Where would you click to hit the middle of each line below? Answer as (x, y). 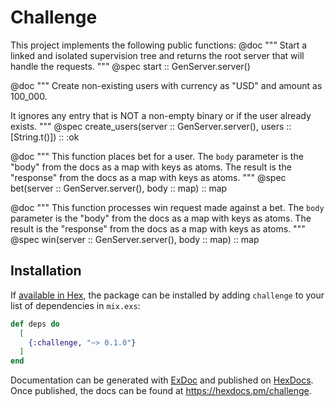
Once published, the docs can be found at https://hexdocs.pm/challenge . (161, 391)
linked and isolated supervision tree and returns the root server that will (157, 55)
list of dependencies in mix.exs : (75, 305)
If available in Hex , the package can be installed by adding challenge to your (167, 295)
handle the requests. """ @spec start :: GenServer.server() (130, 66)
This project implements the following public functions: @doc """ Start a (159, 45)
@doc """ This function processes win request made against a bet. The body (167, 207)
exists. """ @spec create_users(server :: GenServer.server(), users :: (151, 126)
